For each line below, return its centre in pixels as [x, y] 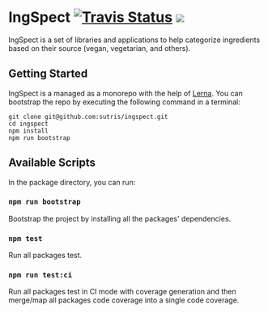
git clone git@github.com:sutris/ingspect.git [88, 116]
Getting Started [48, 74]
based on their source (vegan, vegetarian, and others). [100, 48]
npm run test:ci [40, 275]
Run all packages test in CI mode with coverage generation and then [122, 292]
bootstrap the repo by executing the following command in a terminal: [124, 102]
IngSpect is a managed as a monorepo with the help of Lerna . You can [125, 93]
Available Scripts [52, 163]
